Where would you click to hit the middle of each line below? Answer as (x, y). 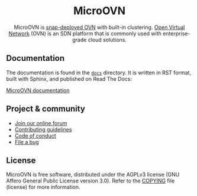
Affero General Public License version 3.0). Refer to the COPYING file (91, 181)
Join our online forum (41, 123)
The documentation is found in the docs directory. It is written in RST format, (98, 73)
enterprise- (176, 33)
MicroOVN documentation (38, 90)
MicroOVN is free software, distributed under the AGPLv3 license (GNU (93, 175)
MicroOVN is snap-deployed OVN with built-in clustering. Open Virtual (99, 27)
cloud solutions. (107, 40)
